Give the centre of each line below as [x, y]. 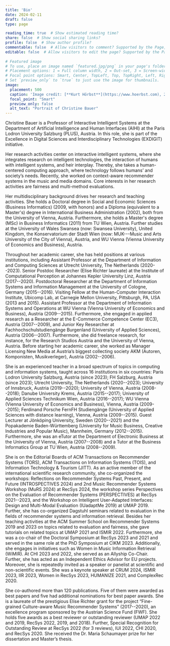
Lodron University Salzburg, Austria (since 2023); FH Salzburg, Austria [79, 377]
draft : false [19, 19]
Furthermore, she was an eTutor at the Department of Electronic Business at [84, 436]
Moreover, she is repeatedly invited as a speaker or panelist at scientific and [85, 564]
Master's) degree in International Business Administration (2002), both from [84, 213]
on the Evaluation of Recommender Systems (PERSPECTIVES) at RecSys [81, 495]
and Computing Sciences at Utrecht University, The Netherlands [72, 265]
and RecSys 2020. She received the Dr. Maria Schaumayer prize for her [80, 634]
